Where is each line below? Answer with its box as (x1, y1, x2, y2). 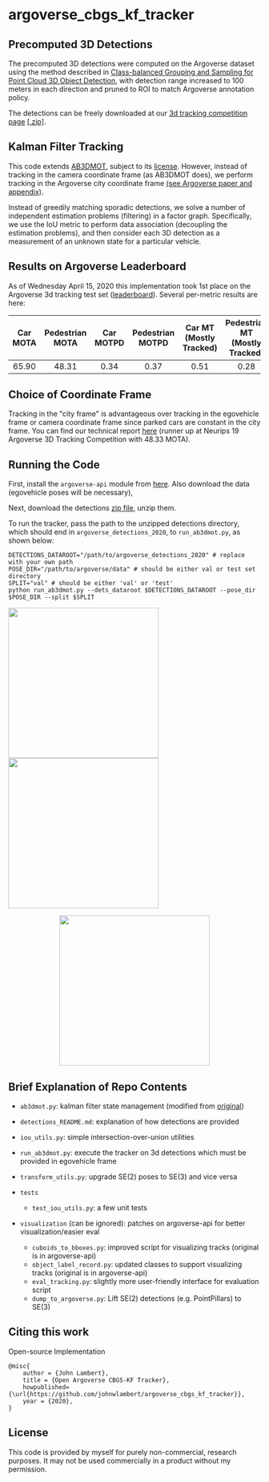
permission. (8, 1464, 47, 1474)
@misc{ (8, 1362, 30, 1370)
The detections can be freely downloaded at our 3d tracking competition (8, 108, 248, 118)
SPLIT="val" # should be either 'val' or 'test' (8, 579, 174, 588)
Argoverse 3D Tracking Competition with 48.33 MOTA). (8, 434, 191, 444)
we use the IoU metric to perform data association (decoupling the (8, 219, 228, 229)
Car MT (185, 322, 215, 333)
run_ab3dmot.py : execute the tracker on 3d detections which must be (19, 1148, 247, 1157)
